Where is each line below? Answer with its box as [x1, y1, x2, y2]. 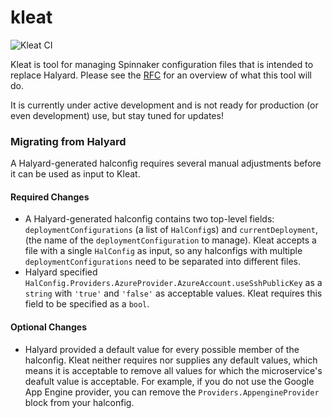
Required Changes [10, 191, 90, 203]
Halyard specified [24, 266, 98, 278]
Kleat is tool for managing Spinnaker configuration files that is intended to [10, 58, 314, 70]
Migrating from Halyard [10, 134, 127, 148]
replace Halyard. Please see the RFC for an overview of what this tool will [10, 69, 312, 81]
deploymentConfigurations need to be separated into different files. [24, 256, 301, 268]
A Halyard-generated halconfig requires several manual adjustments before [10, 157, 322, 170]
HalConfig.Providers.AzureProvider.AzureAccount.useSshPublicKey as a [24, 277, 323, 289]
